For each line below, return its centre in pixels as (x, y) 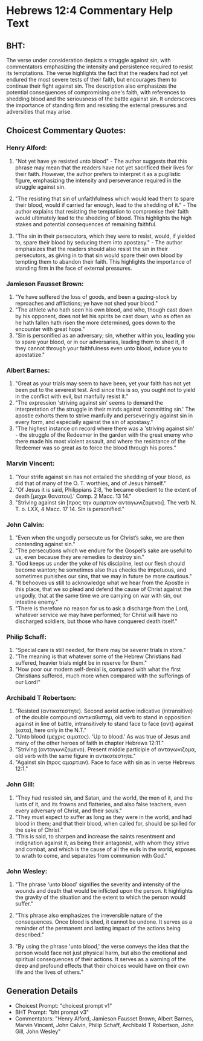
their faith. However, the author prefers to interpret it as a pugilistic (98, 174)
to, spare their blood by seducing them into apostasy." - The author (99, 242)
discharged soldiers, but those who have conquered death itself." (96, 621)
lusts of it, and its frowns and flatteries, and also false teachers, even (101, 804)
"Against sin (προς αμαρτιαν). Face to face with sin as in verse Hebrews (105, 762)
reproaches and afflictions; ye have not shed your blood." (86, 303)
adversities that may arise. (39, 112)
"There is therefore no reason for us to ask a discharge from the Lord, (102, 608)
